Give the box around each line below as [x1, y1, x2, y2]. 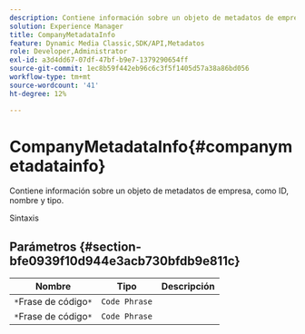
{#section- [79, 239, 143, 254]
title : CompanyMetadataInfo [9, 30, 116, 39]
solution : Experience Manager [9, 22, 124, 31]
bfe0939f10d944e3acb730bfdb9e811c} [9, 253, 241, 269]
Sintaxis [9, 212, 39, 223]
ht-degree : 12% [9, 89, 67, 98]
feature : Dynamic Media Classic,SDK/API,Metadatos [9, 38, 205, 48]
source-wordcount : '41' [9, 81, 100, 90]
